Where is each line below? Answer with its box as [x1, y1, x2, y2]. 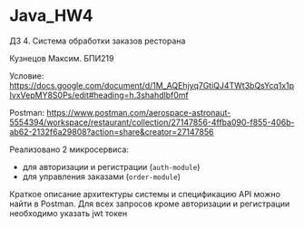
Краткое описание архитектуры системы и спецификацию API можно [9, 188, 281, 199]
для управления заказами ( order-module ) [22, 171, 181, 182]
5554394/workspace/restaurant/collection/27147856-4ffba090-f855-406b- [9, 117, 295, 128]
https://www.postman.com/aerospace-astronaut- [46, 107, 231, 118]
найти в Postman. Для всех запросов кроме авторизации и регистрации [9, 198, 290, 209]
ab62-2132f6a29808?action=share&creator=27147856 [9, 126, 214, 137]
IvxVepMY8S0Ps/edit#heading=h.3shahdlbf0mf [9, 90, 189, 100]
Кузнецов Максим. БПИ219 [9, 52, 114, 63]
